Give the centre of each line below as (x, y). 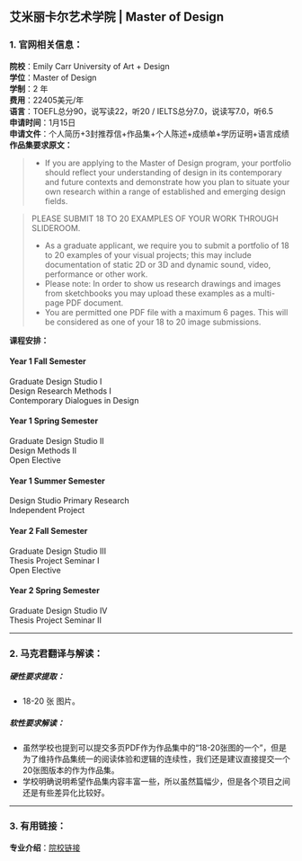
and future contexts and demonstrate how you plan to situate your (167, 182)
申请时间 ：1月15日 (43, 122)
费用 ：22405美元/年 (47, 100)
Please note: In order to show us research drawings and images (163, 283)
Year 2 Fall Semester (49, 530)
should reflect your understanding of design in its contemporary (163, 172)
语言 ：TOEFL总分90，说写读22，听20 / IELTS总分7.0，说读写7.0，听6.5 (142, 111)
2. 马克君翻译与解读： (56, 653)
